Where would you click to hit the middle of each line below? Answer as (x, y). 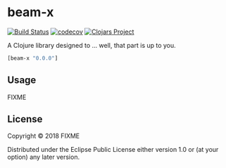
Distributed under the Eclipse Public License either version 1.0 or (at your (113, 150)
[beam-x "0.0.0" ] (33, 58)
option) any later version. (43, 157)
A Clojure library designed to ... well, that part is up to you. (92, 45)
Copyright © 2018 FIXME (44, 136)
